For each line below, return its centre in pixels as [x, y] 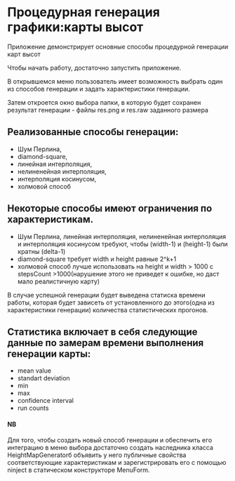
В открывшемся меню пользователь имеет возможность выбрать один [115, 81]
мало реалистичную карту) [59, 281]
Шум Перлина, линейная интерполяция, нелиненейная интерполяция [122, 236]
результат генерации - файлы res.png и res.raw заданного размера [108, 110]
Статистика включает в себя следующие [102, 332]
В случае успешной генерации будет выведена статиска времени [106, 295]
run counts [33, 408]
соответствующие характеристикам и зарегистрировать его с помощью [117, 462]
